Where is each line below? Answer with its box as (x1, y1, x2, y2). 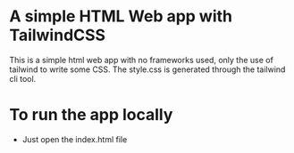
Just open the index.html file (21, 133, 128, 144)
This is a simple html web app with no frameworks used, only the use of (9, 54, 274, 65)
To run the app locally (9, 105, 173, 125)
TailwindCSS (9, 25, 105, 45)
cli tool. (9, 73, 37, 84)
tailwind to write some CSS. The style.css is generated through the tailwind (9, 64, 286, 75)
